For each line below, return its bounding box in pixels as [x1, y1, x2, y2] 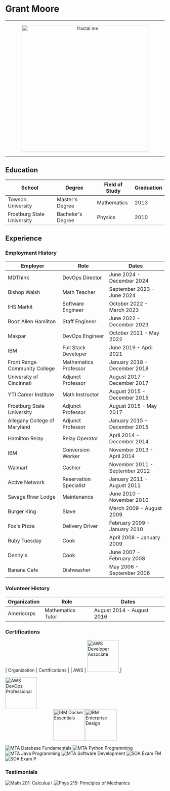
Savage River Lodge [8, 494, 56, 501]
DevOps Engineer [62, 332, 105, 340]
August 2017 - [109, 373, 146, 380]
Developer [62, 350, 87, 357]
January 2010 [109, 526, 143, 533]
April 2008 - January [109, 534, 160, 541]
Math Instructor [62, 391, 99, 398]
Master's [56, 196, 78, 203]
